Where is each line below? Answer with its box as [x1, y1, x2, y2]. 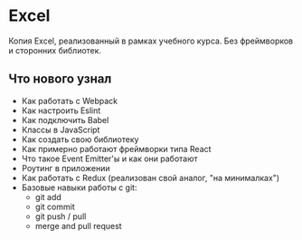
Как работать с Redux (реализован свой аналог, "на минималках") [21, 172, 280, 183]
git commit [34, 201, 75, 212]
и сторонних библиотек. [8, 44, 101, 55]
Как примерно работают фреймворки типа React [21, 143, 212, 154]
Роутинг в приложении [21, 162, 110, 173]
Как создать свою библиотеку [21, 133, 139, 145]
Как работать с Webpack [21, 95, 118, 106]
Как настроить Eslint [21, 105, 101, 116]
